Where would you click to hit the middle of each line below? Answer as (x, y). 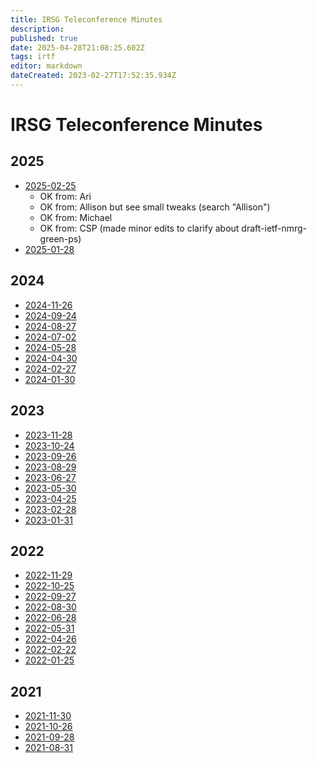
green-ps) (60, 238)
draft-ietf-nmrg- (274, 228)
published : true (44, 38)
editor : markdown (46, 66)
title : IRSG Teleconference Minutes (86, 19)
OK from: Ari (65, 196)
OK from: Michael (76, 217)
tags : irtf (33, 57)
